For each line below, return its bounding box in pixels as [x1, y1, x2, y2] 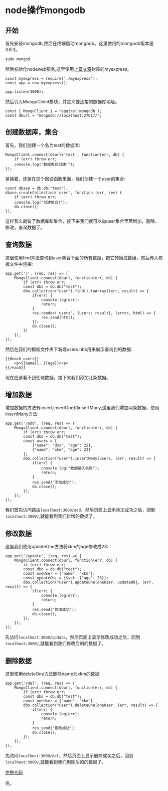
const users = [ [23, 438, 57, 444]
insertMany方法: [5, 411, 39, 417]
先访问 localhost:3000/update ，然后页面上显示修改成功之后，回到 [5, 634, 140, 640]
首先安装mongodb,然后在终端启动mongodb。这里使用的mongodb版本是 [5, 41, 154, 46]
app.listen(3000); [5, 89, 44, 94]
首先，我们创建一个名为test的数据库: [5, 142, 80, 148]
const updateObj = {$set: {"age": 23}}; [23, 575, 109, 581]
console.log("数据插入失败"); [41, 466, 100, 471]
